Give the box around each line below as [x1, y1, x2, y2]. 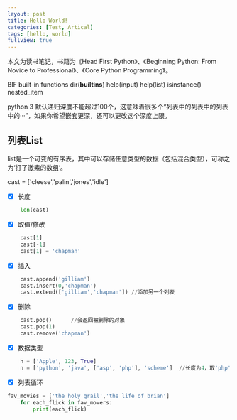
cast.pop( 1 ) [20, 323, 55, 330]
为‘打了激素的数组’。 [7, 163, 67, 171]
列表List [7, 134, 43, 146]
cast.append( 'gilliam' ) [20, 275, 91, 283]
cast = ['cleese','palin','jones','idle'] [7, 177, 109, 185]
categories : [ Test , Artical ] [7, 23, 94, 31]
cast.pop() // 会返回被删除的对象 [20, 317, 126, 324]
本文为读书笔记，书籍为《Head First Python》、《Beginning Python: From [7, 58, 217, 66]
